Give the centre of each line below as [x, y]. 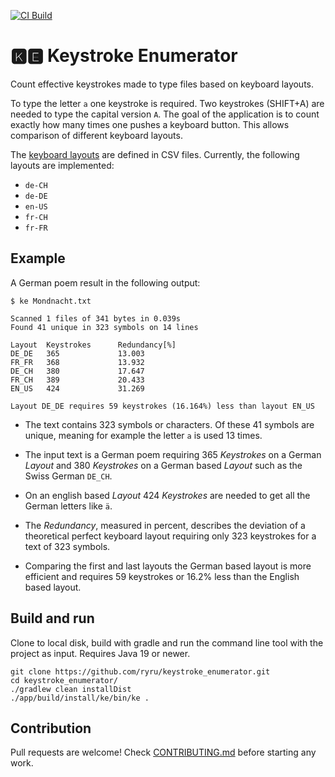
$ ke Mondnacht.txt [51, 301]
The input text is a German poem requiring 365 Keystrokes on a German [173, 454]
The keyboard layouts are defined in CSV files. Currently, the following [155, 154]
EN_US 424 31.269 [77, 388]
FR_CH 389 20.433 [77, 380]
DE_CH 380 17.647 [77, 371]
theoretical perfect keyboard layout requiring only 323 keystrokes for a [170, 536]
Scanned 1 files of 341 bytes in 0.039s [96, 318]
